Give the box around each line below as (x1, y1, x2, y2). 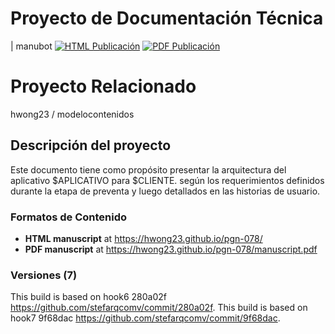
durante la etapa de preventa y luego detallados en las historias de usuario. (10, 185, 321, 197)
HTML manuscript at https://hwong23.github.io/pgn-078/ (24, 232, 263, 244)
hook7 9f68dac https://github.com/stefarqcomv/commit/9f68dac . (10, 312, 281, 324)
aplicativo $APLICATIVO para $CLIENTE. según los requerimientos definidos (10, 174, 325, 186)
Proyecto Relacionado (10, 75, 197, 98)
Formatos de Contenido (10, 210, 128, 224)
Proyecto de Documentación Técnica (10, 7, 324, 30)
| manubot (10, 40, 53, 52)
